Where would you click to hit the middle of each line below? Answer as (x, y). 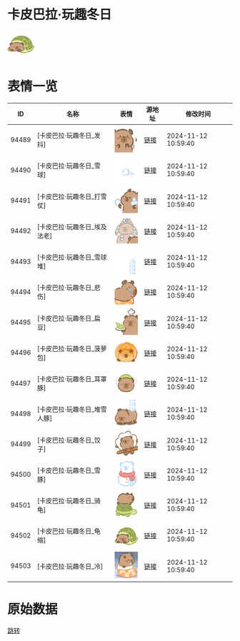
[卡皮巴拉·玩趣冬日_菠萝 (72, 348)
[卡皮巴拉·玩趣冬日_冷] (70, 566)
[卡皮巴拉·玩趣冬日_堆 (69, 409)
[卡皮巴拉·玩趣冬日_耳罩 (72, 379)
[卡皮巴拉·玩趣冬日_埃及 (72, 226)
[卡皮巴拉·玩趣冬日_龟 (69, 531)
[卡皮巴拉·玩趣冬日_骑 (69, 501)
